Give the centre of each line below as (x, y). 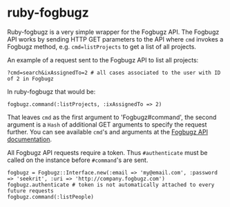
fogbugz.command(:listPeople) (51, 197)
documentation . (30, 139)
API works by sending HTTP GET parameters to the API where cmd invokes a (115, 39)
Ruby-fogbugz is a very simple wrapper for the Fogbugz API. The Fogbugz (113, 32)
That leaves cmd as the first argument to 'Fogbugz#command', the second (112, 117)
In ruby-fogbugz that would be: (51, 91)
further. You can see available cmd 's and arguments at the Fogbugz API (108, 132)
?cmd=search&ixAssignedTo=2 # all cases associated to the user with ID (114, 73)
